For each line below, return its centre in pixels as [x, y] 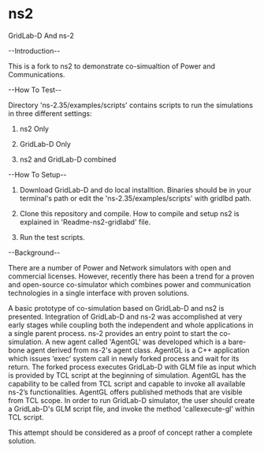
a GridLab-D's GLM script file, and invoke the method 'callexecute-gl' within [131, 409]
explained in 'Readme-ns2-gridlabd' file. [85, 222]
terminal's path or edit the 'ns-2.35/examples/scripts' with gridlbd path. [136, 198]
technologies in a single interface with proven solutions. [99, 293]
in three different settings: [50, 113]
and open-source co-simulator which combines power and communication [130, 284]
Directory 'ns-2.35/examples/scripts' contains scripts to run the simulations [131, 105]
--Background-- [34, 252]
